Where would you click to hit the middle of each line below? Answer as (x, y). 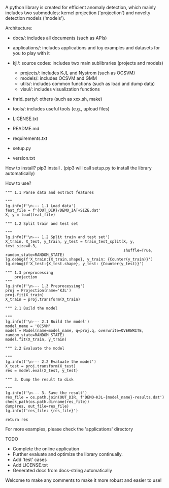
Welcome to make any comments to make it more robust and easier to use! (83, 480)
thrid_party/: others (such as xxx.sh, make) (57, 99)
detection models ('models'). (35, 18)
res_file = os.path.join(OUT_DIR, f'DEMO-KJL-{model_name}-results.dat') (85, 397)
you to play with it (31, 53)
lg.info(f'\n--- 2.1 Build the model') (47, 322)
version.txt (24, 158)
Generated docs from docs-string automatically (62, 470)
